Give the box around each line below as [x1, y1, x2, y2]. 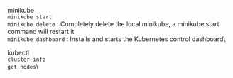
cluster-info [7, 56, 46, 63]
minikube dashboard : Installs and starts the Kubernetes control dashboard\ [7, 35, 226, 43]
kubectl [7, 49, 30, 57]
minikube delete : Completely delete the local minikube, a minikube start [7, 20, 220, 28]
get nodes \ [7, 62, 39, 70]
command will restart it [7, 28, 75, 35]
